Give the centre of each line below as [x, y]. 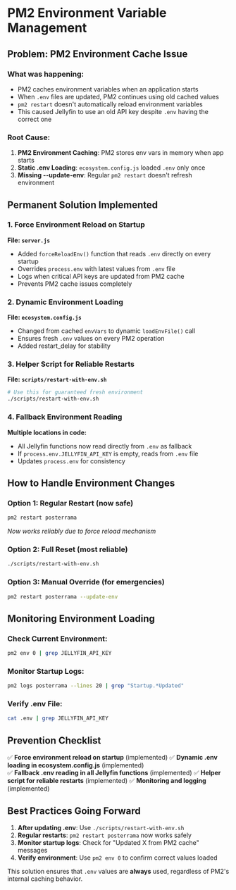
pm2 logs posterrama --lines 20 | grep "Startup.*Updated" [96, 686]
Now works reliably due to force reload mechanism [82, 531]
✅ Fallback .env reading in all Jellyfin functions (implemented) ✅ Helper [114, 773]
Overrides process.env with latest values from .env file [97, 268]
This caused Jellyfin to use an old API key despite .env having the [113, 111]
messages [32, 850]
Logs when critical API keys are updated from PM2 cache [101, 276]
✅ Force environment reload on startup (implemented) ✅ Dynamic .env [113, 758]
